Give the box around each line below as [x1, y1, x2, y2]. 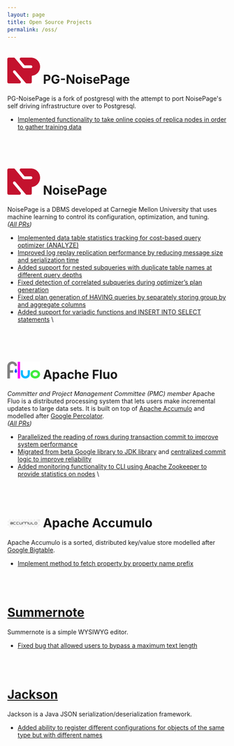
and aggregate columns [17, 300, 86, 309]
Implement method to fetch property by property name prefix [17, 559, 194, 567]
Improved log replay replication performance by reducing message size [17, 249, 224, 257]
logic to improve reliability [17, 455, 92, 463]
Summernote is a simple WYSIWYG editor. [7, 627, 129, 636]
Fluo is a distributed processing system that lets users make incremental [7, 397, 216, 405]
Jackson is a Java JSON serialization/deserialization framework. [7, 710, 192, 718]
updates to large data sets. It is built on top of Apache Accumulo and [7, 404, 205, 412]
